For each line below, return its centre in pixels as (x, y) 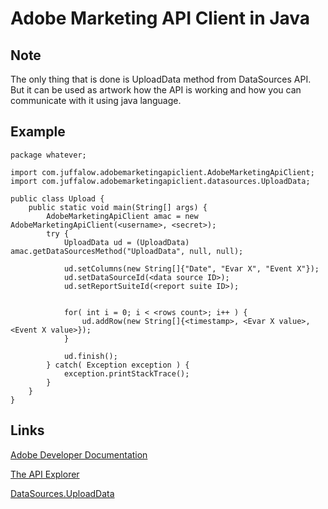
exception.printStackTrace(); (126, 373)
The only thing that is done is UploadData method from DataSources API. (161, 79)
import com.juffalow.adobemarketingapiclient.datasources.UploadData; (160, 181)
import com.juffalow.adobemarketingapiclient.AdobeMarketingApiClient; (162, 172)
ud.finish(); (90, 356)
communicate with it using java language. (96, 100)
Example (38, 132)
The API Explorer (45, 474)
